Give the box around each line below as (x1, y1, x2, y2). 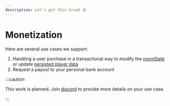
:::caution (5, 76, 25, 82)
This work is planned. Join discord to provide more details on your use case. (5, 86, 164, 92)
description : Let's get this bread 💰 (5, 7, 86, 13)
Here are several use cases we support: (5, 46, 89, 52)
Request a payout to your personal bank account (12, 66, 114, 72)
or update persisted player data (12, 61, 78, 67)
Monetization (5, 29, 62, 40)
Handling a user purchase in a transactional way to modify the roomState (12, 56, 165, 62)
